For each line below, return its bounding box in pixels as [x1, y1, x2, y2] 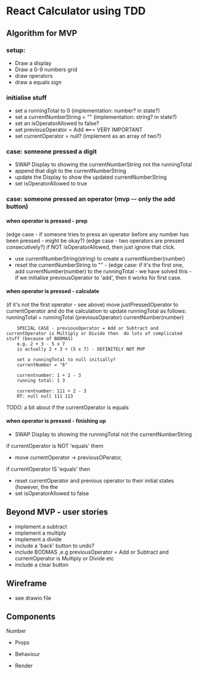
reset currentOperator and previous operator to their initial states [14, 477, 174, 484]
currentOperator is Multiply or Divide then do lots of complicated [6, 330, 183, 336]
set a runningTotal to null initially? [17, 356, 116, 362]
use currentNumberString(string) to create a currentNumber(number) [14, 255, 185, 262]
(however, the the [14, 483, 58, 490]
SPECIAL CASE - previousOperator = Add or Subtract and [17, 325, 159, 331]
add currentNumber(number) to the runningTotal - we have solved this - [14, 267, 192, 275]
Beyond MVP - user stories [6, 507, 109, 517]
